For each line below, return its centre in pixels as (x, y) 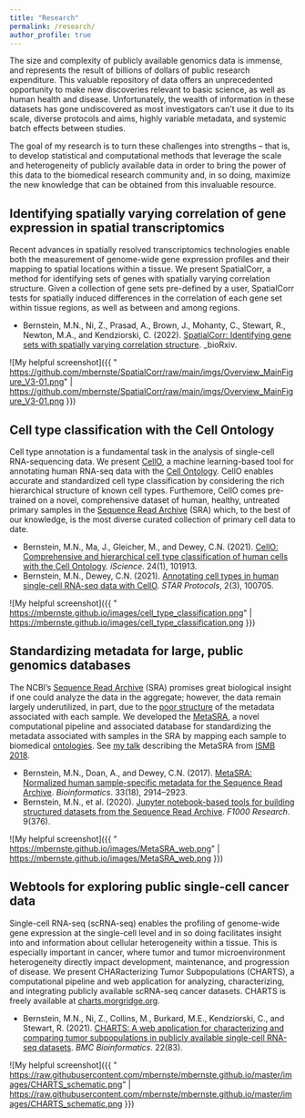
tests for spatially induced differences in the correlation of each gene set (146, 298)
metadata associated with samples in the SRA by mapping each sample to (148, 735)
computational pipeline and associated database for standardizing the (140, 726)
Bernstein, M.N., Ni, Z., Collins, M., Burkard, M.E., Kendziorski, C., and (153, 1018)
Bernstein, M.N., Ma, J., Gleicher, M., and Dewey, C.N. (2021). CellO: (151, 547)
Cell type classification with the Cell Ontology (142, 430)
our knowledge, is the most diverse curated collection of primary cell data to (152, 519)
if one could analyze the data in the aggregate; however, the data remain (146, 697)
